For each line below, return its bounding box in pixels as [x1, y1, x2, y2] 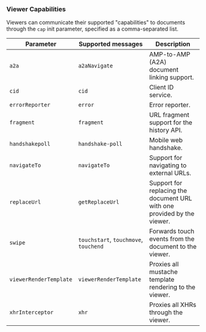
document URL [149, 194, 193, 203]
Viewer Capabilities [6, 5, 66, 13]
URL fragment [149, 111, 189, 119]
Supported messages [78, 40, 143, 48]
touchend [78, 243, 104, 250]
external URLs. [149, 169, 191, 178]
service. [149, 91, 173, 99]
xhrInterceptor [9, 309, 54, 316]
